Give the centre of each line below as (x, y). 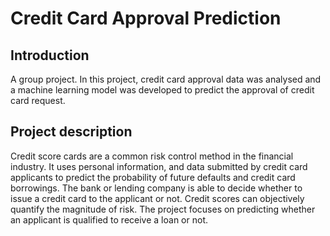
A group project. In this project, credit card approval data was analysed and (166, 79)
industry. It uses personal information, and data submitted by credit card (159, 166)
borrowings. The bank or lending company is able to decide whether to (156, 188)
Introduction (50, 55)
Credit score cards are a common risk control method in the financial (152, 156)
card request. (38, 100)
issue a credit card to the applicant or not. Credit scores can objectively (157, 198)
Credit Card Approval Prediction (146, 18)
